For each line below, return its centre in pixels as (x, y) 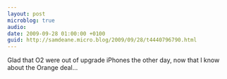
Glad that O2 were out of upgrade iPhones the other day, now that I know (114, 60)
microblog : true (31, 20)
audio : (17, 27)
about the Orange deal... (43, 68)
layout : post (26, 14)
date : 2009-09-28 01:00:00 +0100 (56, 34)
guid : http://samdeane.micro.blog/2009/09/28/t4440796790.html (102, 40)
